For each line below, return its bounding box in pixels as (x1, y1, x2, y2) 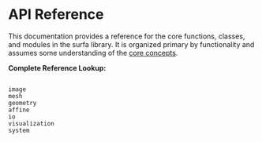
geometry (8, 99, 37, 107)
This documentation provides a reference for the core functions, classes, (8, 31, 245, 41)
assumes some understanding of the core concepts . (8, 48, 178, 57)
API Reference (8, 5, 104, 24)
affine (8, 106, 30, 114)
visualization (8, 119, 55, 127)
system (8, 126, 30, 134)
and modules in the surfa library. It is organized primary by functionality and (8, 39, 255, 49)
